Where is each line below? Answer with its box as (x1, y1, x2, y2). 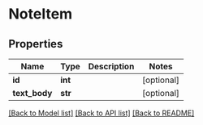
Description (88, 61, 135, 72)
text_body (12, 88, 53, 98)
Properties (8, 37, 63, 51)
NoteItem (8, 5, 73, 23)
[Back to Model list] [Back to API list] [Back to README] (8, 108, 195, 118)
